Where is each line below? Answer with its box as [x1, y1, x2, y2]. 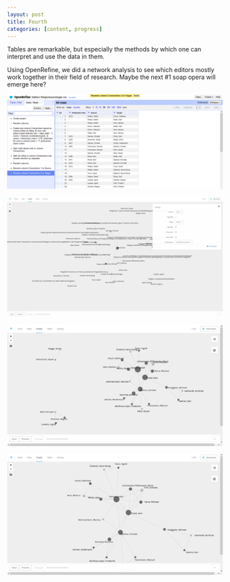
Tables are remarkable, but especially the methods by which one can [7, 45, 202, 54]
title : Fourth [7, 18, 48, 25]
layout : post [7, 11, 44, 18]
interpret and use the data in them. [7, 52, 105, 61]
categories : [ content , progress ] [7, 25, 103, 32]
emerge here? [7, 80, 47, 89]
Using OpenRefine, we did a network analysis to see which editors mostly [7, 66, 214, 74]
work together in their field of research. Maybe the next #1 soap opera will [7, 73, 216, 82]
